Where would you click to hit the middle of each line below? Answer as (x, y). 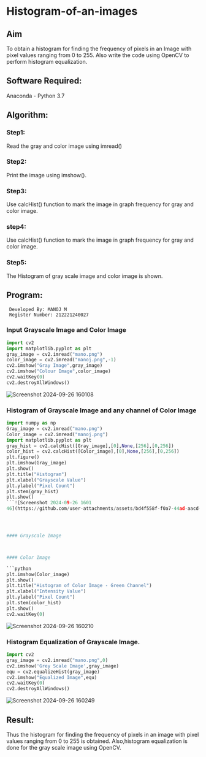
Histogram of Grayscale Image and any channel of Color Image (101, 410)
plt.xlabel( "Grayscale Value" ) (46, 480)
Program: (25, 295)
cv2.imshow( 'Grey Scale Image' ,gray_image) (63, 666)
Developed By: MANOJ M (38, 309)
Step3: (17, 191)
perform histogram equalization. (47, 62)
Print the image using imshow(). (47, 175)
